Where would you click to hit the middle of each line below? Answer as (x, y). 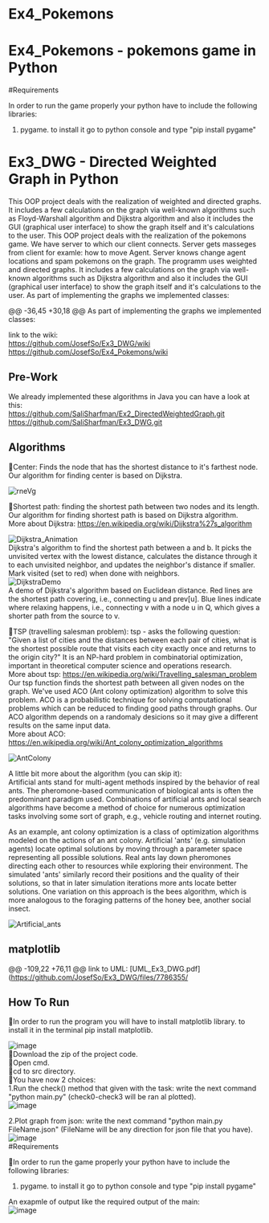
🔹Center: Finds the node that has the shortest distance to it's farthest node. (133, 467)
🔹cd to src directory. (42, 1071)
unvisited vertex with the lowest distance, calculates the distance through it (133, 556)
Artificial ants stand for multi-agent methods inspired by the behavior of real (134, 782)
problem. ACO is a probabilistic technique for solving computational (120, 699)
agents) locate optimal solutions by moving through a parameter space (125, 849)
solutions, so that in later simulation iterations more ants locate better (122, 883)
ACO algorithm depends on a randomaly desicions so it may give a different (133, 716)
